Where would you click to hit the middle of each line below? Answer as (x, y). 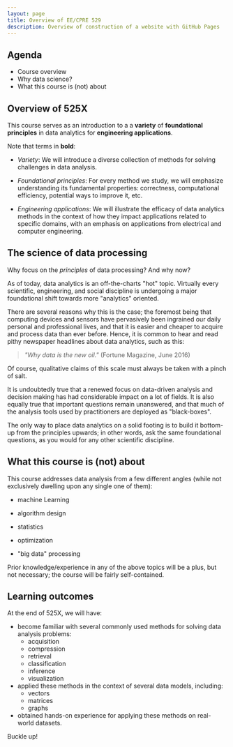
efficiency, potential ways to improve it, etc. (80, 195)
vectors (39, 693)
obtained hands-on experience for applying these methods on (107, 716)
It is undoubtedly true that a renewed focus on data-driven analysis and (110, 389)
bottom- (212, 425)
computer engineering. (50, 231)
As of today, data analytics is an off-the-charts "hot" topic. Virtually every (113, 283)
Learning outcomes (51, 597)
